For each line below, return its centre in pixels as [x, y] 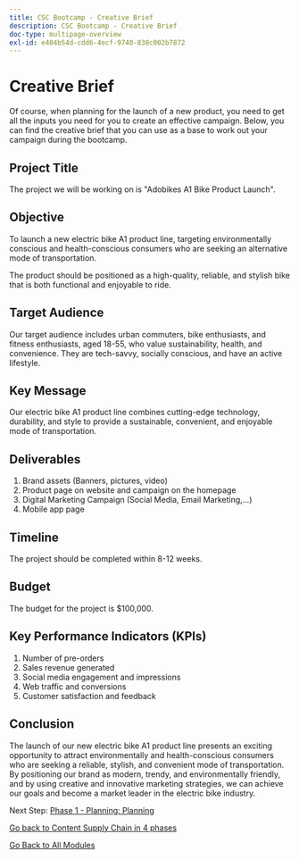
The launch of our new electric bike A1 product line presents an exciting [141, 746]
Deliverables [45, 459]
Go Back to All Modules [52, 845]
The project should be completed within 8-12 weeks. [106, 559]
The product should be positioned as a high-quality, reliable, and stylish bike [149, 275]
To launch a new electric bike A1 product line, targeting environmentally [141, 238]
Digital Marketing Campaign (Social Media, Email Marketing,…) [137, 500]
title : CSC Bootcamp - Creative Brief [81, 17]
